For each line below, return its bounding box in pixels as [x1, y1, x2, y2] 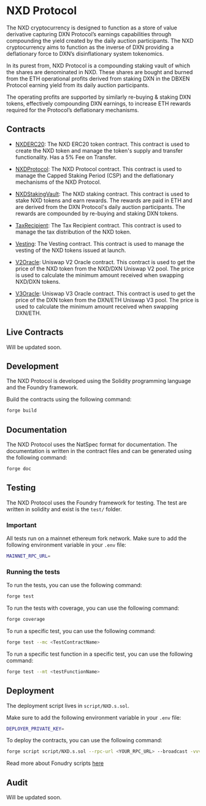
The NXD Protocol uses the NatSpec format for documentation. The [6, 441, 178, 448]
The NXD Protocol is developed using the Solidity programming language [6, 378, 191, 385]
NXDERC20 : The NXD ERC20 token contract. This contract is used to [15, 140, 190, 148]
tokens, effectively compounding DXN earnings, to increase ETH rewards [6, 99, 191, 107]
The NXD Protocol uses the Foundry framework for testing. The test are [6, 499, 187, 506]
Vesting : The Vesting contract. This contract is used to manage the [15, 240, 185, 247]
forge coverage [6, 617, 45, 623]
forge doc [6, 466, 32, 472]
